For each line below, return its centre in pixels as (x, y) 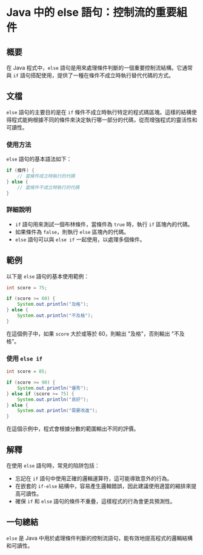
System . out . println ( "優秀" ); (53, 388)
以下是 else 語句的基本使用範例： (48, 276)
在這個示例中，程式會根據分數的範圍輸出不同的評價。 (73, 429)
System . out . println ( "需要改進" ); (58, 411)
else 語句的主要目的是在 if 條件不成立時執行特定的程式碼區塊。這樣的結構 (99, 112)
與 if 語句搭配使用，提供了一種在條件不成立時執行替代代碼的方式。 (90, 75)
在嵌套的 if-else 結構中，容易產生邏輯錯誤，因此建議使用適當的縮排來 (103, 486)
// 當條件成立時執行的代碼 (46, 176)
